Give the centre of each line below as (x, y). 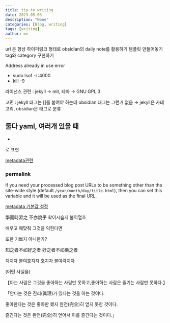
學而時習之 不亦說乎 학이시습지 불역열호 (46, 217)
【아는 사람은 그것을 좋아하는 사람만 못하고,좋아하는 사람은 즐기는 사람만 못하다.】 (87, 283)
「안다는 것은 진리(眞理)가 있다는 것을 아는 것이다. (55, 293)
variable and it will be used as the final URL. (51, 196)
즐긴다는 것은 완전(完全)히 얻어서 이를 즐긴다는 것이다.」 (61, 315)
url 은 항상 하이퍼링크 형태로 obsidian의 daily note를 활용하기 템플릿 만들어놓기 (84, 49)
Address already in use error (35, 65)
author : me (17, 34)
